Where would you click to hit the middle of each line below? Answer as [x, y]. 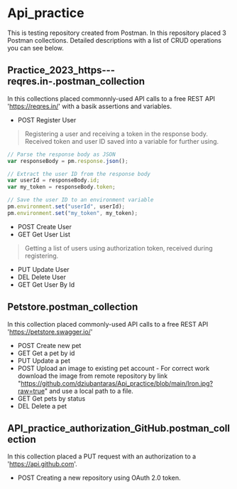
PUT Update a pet [44, 360]
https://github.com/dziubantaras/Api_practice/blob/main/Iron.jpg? [117, 383]
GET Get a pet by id [46, 353]
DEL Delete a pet [42, 406]
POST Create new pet [49, 345]
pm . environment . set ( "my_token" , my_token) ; [73, 213]
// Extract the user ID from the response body [79, 174]
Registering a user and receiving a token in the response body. [116, 134]
